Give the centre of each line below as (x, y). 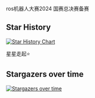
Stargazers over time (45, 74)
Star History (29, 27)
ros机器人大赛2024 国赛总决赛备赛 (47, 9)
